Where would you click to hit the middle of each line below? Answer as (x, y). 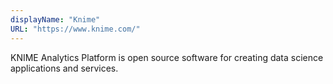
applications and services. (64, 68)
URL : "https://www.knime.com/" (75, 29)
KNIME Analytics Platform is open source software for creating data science (167, 57)
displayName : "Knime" (55, 19)
